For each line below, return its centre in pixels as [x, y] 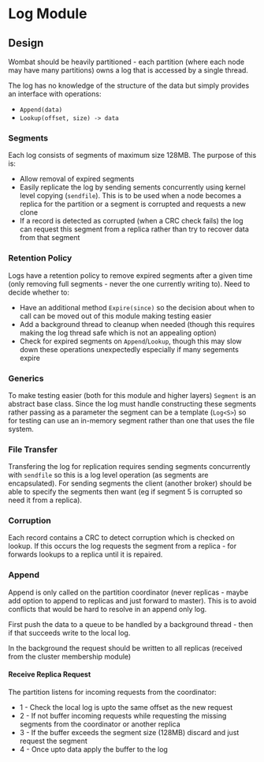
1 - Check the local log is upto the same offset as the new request [126, 707]
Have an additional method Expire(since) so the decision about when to [137, 307]
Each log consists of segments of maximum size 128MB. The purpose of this [132, 156]
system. [21, 429]
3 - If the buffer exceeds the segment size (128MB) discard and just [129, 732]
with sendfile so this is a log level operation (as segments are [108, 475]
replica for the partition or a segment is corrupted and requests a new [133, 204]
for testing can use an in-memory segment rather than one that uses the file [131, 420]
